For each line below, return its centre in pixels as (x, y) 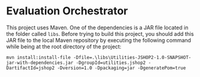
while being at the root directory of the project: (64, 47)
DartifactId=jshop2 (31, 68)
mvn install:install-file (38, 57)
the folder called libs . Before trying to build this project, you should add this (100, 33)
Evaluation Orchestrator (67, 11)
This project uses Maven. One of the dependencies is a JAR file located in (97, 27)
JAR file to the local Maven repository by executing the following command (99, 40)
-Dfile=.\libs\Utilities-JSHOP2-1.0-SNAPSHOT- (132, 57)
